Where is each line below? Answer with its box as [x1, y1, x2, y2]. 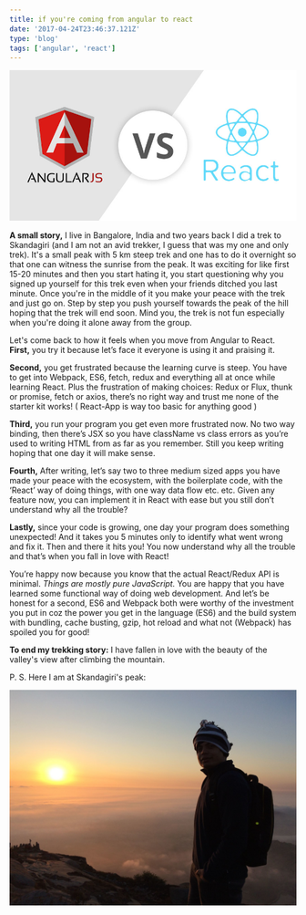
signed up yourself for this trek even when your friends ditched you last [9, 278, 278, 289]
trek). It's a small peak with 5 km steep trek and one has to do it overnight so [9, 249, 297, 260]
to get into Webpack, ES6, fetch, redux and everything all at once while [9, 372, 276, 383]
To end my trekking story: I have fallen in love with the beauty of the [9, 644, 268, 656]
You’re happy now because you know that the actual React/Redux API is [9, 568, 280, 579]
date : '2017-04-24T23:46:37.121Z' [9, 24, 141, 34]
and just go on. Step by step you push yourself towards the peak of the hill [9, 297, 289, 309]
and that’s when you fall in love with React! [9, 551, 169, 562]
